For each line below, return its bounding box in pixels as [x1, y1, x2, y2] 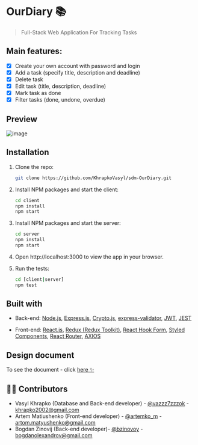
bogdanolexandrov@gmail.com [14, 432, 93, 439]
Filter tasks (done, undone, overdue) [14, 96, 105, 103]
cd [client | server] [14, 276, 64, 283]
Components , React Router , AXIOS [14, 333, 101, 340]
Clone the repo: [14, 163, 54, 170]
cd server [14, 231, 40, 238]
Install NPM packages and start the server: [14, 219, 122, 227]
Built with [6, 299, 43, 309]
